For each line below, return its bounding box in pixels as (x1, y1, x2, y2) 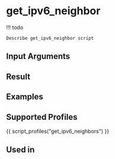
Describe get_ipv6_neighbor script (6, 35, 94, 41)
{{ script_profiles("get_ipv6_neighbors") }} (6, 128, 110, 135)
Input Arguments (6, 52, 71, 62)
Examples (6, 92, 43, 102)
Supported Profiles (6, 112, 78, 122)
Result (6, 71, 31, 81)
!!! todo (6, 24, 24, 31)
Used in (6, 145, 35, 155)
